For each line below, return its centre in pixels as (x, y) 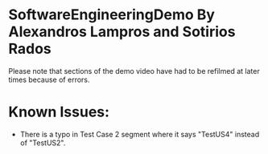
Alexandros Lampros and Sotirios (122, 32)
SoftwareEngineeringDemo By (112, 15)
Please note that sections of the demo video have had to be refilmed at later (134, 71)
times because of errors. (49, 79)
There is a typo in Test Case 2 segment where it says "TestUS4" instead (140, 134)
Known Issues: (59, 112)
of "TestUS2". (43, 143)
